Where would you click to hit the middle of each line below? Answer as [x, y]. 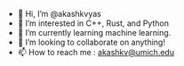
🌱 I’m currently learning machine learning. [94, 33]
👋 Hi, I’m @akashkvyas [60, 14]
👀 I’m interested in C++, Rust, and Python [93, 23]
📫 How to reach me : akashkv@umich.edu [96, 52]
